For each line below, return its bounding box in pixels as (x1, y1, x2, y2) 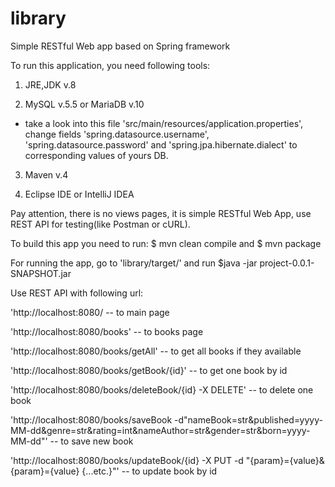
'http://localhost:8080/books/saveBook (10, 413, 173, 426)
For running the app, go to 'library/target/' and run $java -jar (10, 257, 258, 269)
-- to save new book (49, 435, 134, 447)
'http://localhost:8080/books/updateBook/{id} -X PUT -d (10, 454, 244, 466)
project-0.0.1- (259, 257, 315, 269)
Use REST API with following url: (10, 287, 144, 299)
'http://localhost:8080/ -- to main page (10, 306, 170, 318)
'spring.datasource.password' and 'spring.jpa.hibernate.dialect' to (24, 138, 298, 151)
